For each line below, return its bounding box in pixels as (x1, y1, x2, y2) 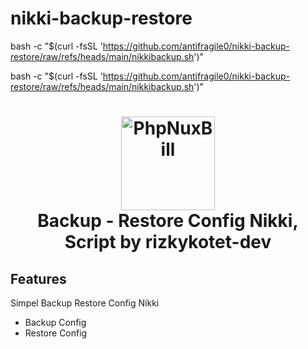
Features (10, 270, 67, 287)
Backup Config (24, 316, 87, 328)
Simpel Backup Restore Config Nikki (10, 297, 160, 309)
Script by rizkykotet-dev (64, 231, 272, 254)
